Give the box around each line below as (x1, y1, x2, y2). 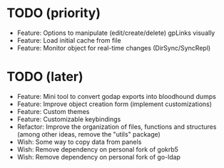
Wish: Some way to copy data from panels (16, 137, 142, 146)
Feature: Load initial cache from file (16, 36, 122, 44)
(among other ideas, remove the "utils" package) (16, 130, 161, 138)
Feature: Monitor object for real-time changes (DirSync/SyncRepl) (16, 43, 211, 52)
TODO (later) (6, 69, 83, 85)
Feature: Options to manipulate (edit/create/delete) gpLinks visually (16, 28, 215, 37)
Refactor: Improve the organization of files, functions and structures (16, 122, 217, 131)
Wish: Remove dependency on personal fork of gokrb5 (16, 145, 179, 154)
